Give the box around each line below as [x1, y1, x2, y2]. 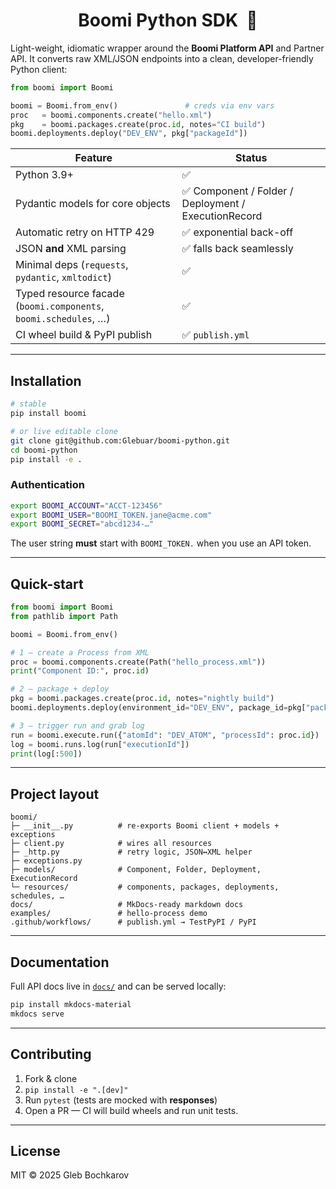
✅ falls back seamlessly [181, 242, 294, 256]
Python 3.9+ [15, 168, 74, 182]
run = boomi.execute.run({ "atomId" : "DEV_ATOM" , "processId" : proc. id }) [10, 730, 320, 740]
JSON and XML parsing [15, 242, 127, 256]
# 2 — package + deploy [10, 684, 110, 694]
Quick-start [10, 575, 84, 593]
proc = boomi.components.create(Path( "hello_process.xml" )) [10, 657, 267, 667]
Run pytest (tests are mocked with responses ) [24, 1094, 218, 1106]
